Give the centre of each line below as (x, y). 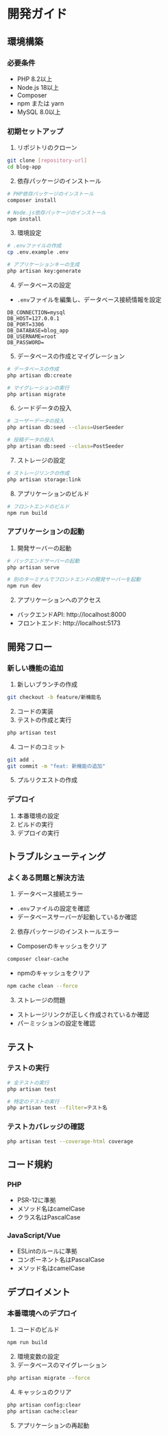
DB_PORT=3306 (26, 324)
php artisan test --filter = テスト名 (57, 1108)
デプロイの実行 (38, 833)
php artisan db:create (39, 375)
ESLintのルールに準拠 (47, 1251)
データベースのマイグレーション (62, 1365)
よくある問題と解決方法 (46, 878)
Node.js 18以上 (38, 87)
